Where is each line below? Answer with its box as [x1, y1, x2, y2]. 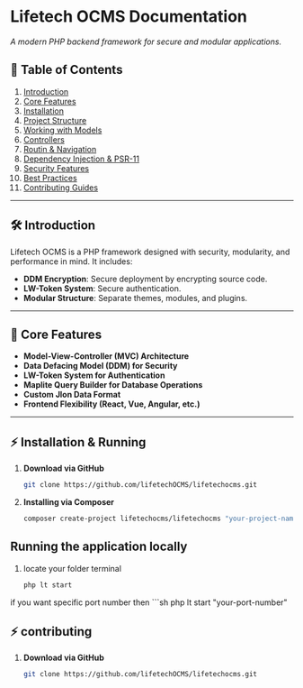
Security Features [22, 162, 89, 173]
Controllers [22, 133, 66, 145]
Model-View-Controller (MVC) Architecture [22, 351, 190, 362]
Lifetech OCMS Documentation [10, 6, 248, 27]
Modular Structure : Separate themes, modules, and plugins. [22, 292, 248, 303]
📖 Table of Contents [10, 62, 123, 78]
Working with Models [22, 124, 102, 135]
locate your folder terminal [22, 563, 122, 573]
